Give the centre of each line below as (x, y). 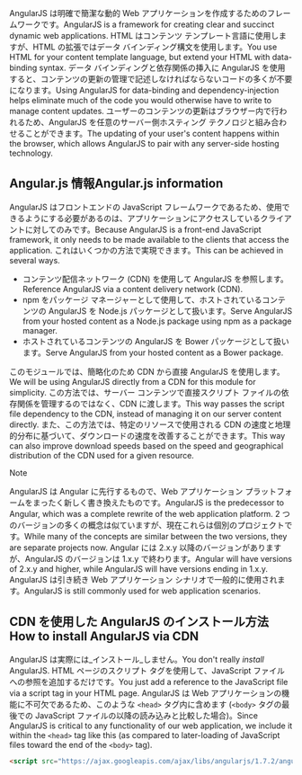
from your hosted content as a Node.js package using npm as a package (157, 321)
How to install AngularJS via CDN (104, 637)
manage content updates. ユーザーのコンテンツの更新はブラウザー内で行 (144, 111)
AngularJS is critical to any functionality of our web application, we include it (151, 726)
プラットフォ (269, 491)
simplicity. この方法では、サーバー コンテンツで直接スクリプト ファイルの (145, 392)
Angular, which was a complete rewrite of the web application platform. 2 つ (150, 513)
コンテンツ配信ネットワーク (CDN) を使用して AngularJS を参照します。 (155, 279)
